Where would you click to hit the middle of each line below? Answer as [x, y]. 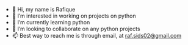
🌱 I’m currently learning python [51, 22]
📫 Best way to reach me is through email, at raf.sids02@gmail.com [97, 36]
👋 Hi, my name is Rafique [44, 9]
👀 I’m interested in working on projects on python [74, 16]
